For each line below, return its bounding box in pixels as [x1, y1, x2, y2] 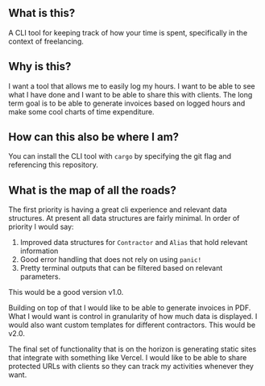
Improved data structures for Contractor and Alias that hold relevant [19, 238, 248, 247]
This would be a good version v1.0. [8, 288, 124, 297]
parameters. [19, 272, 61, 281]
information [19, 246, 59, 256]
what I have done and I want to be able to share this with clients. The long [8, 89, 253, 99]
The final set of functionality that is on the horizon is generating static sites [8, 344, 257, 354]
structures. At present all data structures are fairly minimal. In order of [8, 214, 240, 223]
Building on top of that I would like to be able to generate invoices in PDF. [8, 303, 251, 313]
